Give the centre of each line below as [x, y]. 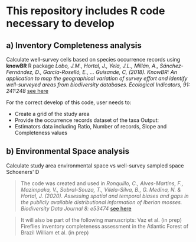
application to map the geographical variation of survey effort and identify [97, 78]
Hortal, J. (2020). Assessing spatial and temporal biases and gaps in [104, 196]
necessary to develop [61, 23]
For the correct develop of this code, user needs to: [69, 102]
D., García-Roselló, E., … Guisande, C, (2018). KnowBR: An [106, 72]
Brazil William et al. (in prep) [55, 233]
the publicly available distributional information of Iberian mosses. [101, 202]
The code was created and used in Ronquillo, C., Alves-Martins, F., [102, 183]
